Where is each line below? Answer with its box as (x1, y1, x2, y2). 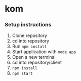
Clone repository (12, 32, 48, 38)
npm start (12, 71, 33, 76)
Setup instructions (5, 21, 52, 28)
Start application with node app (12, 49, 76, 55)
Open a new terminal (12, 54, 56, 60)
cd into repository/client (12, 59, 62, 66)
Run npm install (12, 44, 47, 50)
